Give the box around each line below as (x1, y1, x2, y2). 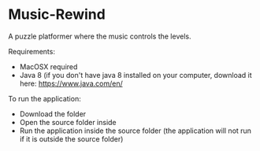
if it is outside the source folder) (19, 134, 124, 143)
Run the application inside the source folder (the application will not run (19, 126, 252, 135)
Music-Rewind (8, 6, 106, 24)
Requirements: (8, 46, 55, 56)
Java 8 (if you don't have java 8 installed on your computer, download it (19, 70, 252, 79)
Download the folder (19, 109, 87, 119)
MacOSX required (19, 61, 78, 72)
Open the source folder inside (19, 117, 117, 127)
